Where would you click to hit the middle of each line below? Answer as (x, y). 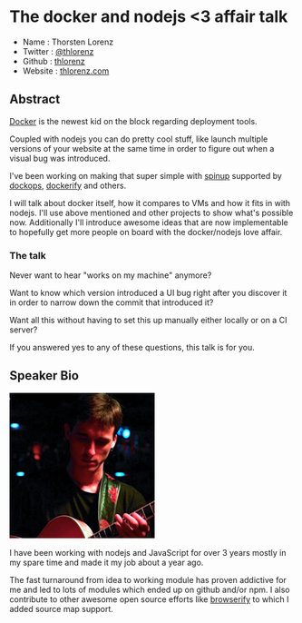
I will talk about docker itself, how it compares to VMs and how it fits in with (150, 203)
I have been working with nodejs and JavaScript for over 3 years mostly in (148, 552)
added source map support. (61, 608)
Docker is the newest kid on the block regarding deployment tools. (133, 121)
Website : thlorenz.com (66, 71)
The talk (28, 255)
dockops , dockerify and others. (68, 185)
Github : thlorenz (54, 61)
